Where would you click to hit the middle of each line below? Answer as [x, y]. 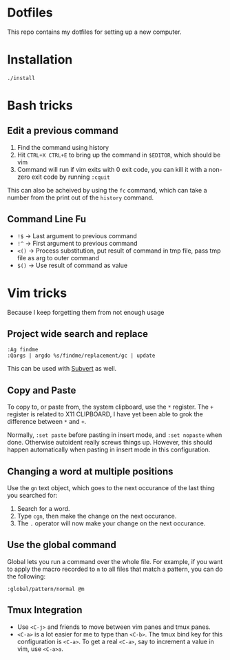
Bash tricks [40, 106]
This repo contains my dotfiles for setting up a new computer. [94, 32]
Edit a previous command [63, 131]
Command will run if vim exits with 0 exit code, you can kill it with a [112, 169]
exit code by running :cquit [71, 177]
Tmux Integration [45, 610]
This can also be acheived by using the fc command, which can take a [107, 190]
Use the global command [62, 545]
